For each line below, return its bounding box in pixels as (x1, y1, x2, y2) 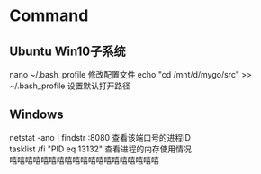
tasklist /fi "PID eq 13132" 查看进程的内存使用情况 (9, 143, 192, 154)
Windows (9, 107, 64, 123)
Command (9, 5, 89, 26)
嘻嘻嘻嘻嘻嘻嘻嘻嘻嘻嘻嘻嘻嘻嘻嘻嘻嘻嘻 (9, 154, 159, 165)
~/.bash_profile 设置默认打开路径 (9, 80, 130, 91)
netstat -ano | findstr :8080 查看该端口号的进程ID (9, 132, 192, 142)
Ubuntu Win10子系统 (9, 43, 126, 59)
